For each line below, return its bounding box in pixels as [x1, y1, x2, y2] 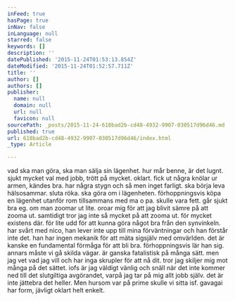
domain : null [13, 102, 52, 109]
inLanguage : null [7, 30, 58, 37]
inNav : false [7, 23, 46, 30]
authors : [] [7, 82, 42, 89]
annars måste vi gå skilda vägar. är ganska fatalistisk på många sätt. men [7, 249, 220, 257]
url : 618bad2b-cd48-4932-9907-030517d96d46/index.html [7, 134, 172, 141]
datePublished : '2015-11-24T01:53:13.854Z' [7, 56, 137, 63]
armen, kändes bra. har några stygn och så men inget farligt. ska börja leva [7, 181, 225, 190]
